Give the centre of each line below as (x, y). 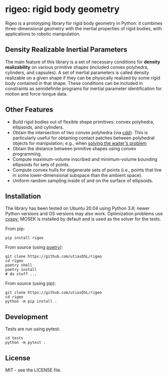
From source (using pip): (31, 284)
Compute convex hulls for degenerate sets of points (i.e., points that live (87, 170)
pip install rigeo (24, 238)
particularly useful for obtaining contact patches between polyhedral (83, 138)
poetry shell (19, 265)
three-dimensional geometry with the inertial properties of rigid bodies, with (83, 28)
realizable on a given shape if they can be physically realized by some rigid (83, 78)
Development (27, 317)
